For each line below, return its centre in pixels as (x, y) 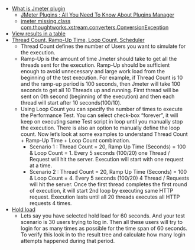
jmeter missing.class (45, 21)
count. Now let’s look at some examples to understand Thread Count (104, 134)
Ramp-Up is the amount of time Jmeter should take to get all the (99, 59)
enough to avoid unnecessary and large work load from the (93, 71)
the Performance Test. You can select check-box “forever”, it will (99, 115)
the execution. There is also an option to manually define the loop (100, 128)
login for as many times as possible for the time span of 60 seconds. (104, 228)
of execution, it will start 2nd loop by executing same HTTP (101, 191)
